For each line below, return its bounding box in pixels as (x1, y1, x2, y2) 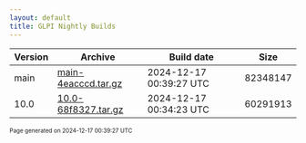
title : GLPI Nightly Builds (9, 22, 117, 31)
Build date (168, 51, 214, 63)
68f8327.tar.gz (57, 103, 124, 116)
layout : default (9, 13, 71, 23)
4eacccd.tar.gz (57, 77, 123, 90)
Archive (80, 51, 116, 63)
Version (14, 51, 49, 63)
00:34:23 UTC (147, 103, 209, 116)
